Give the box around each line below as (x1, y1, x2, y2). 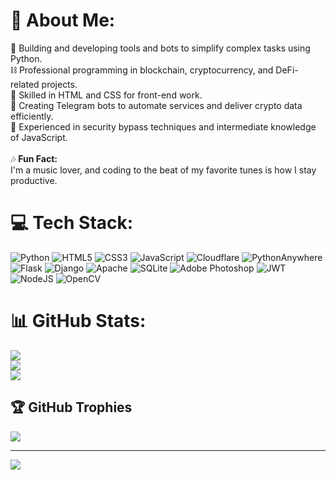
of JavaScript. (10, 131, 68, 143)
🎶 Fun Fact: (10, 152, 58, 164)
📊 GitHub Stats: (10, 310, 147, 333)
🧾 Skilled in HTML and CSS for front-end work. (10, 89, 203, 101)
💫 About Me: (10, 9, 116, 32)
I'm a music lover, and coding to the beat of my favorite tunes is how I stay (10, 164, 317, 176)
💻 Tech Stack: (10, 212, 134, 234)
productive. (10, 174, 58, 186)
